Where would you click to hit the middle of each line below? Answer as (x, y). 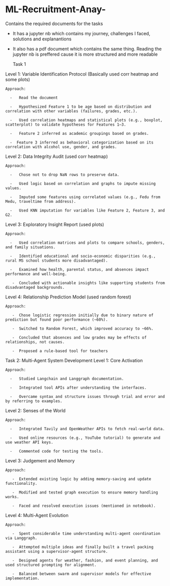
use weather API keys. (29, 442)
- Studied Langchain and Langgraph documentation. (67, 379)
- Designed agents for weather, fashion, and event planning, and (85, 560)
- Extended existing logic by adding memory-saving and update (82, 479)
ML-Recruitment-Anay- (55, 9)
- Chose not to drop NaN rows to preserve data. (65, 175)
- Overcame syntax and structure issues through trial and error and (88, 396)
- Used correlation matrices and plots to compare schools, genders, (88, 243)
